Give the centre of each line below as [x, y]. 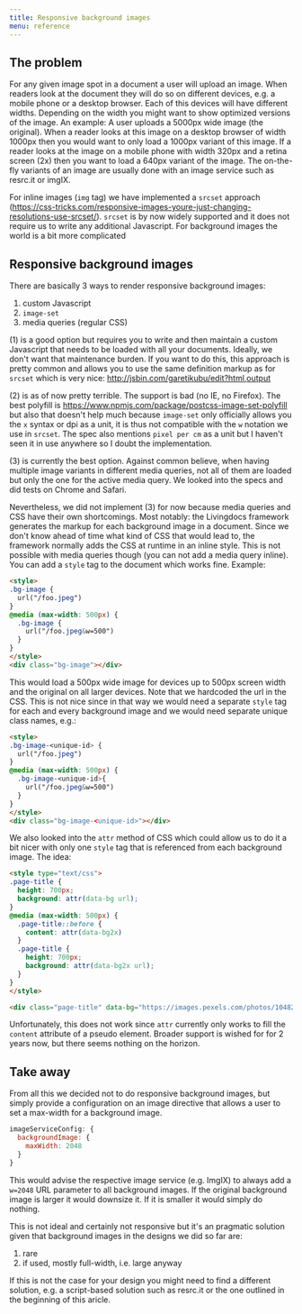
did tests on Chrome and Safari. [68, 490]
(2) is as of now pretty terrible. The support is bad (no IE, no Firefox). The [145, 396]
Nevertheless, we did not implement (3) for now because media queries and [150, 507]
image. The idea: [40, 857]
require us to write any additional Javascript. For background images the [144, 226]
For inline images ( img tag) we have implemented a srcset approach [135, 197]
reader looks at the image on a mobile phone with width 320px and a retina [148, 151]
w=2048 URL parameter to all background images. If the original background [148, 1190]
